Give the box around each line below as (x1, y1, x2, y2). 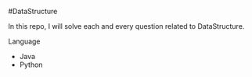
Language (8, 37, 41, 46)
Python (19, 60, 43, 69)
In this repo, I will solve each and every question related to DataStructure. (8, 22, 245, 30)
